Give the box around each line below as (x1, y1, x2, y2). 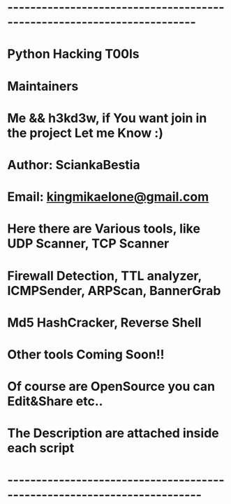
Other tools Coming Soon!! (7, 346, 165, 362)
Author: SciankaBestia (7, 157, 141, 173)
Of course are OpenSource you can (7, 379, 215, 394)
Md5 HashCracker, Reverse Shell (7, 315, 202, 331)
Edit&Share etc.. (7, 394, 103, 410)
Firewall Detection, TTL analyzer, (7, 268, 202, 284)
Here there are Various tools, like (7, 221, 201, 237)
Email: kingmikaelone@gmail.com (7, 189, 209, 205)
